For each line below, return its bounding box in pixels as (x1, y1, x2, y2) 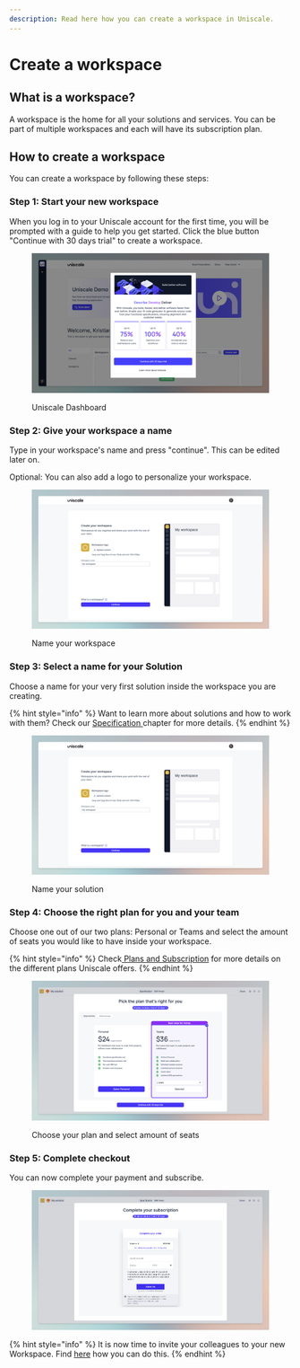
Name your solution (31, 884, 105, 895)
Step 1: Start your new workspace (9, 196, 159, 208)
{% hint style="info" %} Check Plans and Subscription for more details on (9, 953, 281, 965)
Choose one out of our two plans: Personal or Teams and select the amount (9, 926, 288, 938)
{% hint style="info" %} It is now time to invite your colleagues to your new (9, 1339, 286, 1350)
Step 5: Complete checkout (9, 1152, 131, 1165)
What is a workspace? (9, 90, 136, 105)
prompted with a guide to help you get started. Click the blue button (9, 225, 260, 236)
